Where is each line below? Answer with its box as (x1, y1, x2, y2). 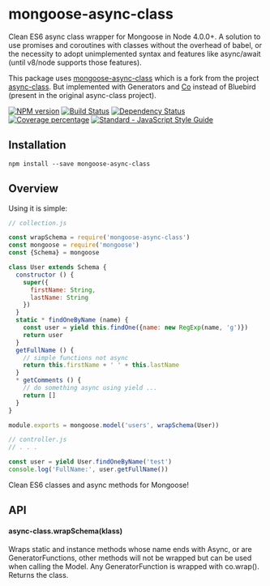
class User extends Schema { (8, 263, 107, 272)
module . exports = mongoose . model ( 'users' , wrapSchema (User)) (8, 421, 220, 430)
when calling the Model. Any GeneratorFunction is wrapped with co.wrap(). (8, 561, 259, 571)
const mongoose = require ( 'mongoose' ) (8, 241, 139, 250)
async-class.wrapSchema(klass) (8, 526, 123, 536)
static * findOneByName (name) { (15, 316, 129, 324)
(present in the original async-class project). (8, 90, 156, 100)
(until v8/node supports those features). (8, 58, 142, 67)
